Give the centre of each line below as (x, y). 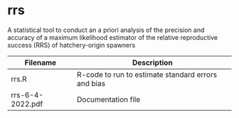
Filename (41, 63)
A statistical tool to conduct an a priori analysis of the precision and (106, 30)
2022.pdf (27, 104)
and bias (91, 83)
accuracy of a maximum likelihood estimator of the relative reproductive (113, 37)
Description (152, 63)
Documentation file (109, 100)
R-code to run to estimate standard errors (147, 75)
